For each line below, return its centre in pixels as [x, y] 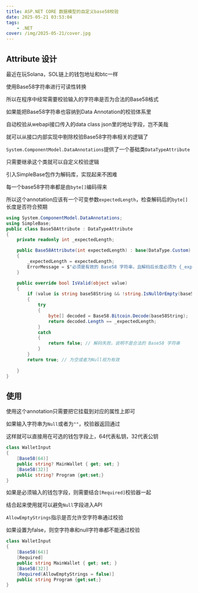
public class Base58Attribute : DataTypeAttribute [70, 229]
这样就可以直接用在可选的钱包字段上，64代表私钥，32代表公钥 [82, 436]
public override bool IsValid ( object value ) [72, 283]
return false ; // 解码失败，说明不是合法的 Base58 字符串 [114, 343]
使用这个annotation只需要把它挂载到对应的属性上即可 [71, 411]
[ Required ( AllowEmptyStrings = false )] [66, 574]
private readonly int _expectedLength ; [66, 240]
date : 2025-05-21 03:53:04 [39, 17]
